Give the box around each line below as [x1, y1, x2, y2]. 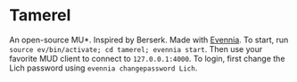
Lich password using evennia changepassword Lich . [9, 63, 198, 73]
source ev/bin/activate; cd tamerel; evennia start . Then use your [9, 43, 263, 54]
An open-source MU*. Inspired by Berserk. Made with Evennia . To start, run [9, 34, 289, 45]
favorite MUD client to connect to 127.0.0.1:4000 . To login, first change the [9, 53, 285, 63]
